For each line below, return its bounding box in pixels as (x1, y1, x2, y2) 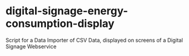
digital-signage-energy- (5, 4, 129, 18)
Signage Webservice (5, 43, 57, 50)
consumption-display (5, 17, 114, 30)
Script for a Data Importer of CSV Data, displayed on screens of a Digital (5, 36, 183, 43)
